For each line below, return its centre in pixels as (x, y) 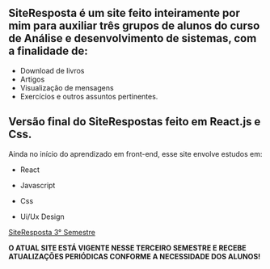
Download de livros (52, 70)
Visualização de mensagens (67, 87)
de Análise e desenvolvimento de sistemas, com (133, 38)
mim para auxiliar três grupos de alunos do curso (134, 26)
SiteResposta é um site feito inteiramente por (124, 13)
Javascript (38, 185)
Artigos (32, 79)
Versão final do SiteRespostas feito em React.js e (135, 122)
